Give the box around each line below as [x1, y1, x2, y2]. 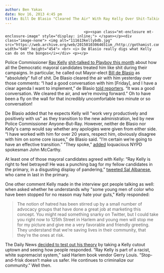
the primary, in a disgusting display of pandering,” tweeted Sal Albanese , [5, 167, 152, 172]
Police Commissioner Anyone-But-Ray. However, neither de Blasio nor [5, 121, 146, 127]
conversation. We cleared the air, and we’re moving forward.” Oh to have [5, 91, 151, 97]
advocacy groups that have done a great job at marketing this [17, 206, 141, 212]
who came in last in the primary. [5, 172, 70, 178]
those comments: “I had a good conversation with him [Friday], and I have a [5, 80, 157, 86]
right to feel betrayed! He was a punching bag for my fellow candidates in [5, 162, 153, 168]
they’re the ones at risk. [17, 232, 65, 238]
